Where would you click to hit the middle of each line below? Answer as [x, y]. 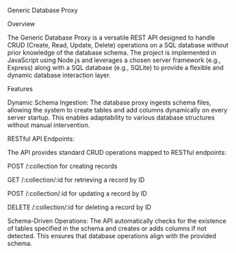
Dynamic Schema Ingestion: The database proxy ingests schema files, [109, 102]
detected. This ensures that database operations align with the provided [112, 236]
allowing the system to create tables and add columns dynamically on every [117, 110]
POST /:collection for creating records [62, 166]
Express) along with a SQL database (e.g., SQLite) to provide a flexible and [116, 67]
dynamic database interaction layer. [59, 75]
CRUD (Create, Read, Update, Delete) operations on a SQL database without [118, 45]
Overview [21, 24]
